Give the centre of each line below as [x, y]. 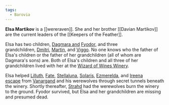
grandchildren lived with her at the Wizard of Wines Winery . [67, 66]
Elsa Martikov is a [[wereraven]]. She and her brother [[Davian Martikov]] [81, 29]
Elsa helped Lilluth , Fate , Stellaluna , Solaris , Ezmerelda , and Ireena [74, 75]
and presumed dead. [27, 97]
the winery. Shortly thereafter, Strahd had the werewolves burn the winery [82, 86]
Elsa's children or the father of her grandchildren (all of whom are [73, 55]
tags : [11, 10]
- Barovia [20, 15]
